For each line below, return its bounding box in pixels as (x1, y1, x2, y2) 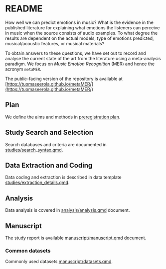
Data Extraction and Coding (5, 161, 93, 170)
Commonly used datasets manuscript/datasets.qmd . (5, 259, 113, 265)
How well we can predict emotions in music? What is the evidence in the (5, 19, 154, 25)
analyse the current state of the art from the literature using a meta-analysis (5, 55, 161, 61)
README (5, 3, 43, 14)
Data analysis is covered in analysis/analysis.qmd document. (5, 207, 130, 213)
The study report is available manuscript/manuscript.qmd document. (5, 235, 147, 241)
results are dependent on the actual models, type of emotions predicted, (5, 35, 154, 41)
